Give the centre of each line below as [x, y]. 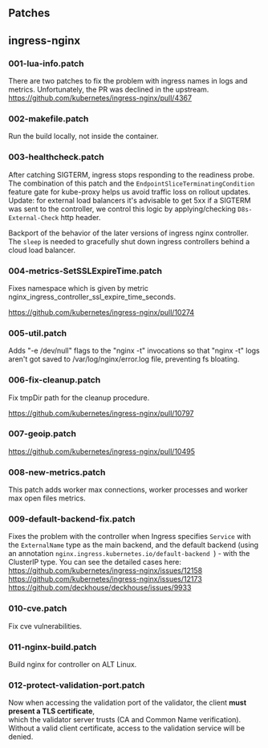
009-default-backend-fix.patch [72, 519]
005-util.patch [38, 333]
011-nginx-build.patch [53, 647]
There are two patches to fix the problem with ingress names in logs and [128, 81]
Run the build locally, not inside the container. [83, 137]
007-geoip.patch [42, 434]
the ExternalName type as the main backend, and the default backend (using [134, 545]
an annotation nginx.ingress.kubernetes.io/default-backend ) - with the [129, 554]
